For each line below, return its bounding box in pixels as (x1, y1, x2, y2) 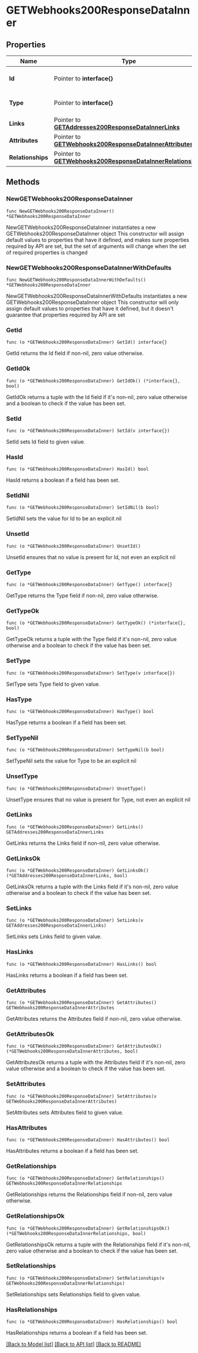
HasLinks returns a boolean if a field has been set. (6, 972, 128, 979)
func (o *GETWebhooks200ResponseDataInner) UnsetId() (6, 543, 141, 549)
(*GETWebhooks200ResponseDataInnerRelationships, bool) (6, 1230, 146, 1237)
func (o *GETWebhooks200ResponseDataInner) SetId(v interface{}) (6, 427, 170, 434)
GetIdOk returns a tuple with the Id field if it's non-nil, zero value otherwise (6, 393, 187, 400)
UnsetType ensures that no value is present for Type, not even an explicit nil (6, 796, 190, 803)
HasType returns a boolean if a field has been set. (6, 718, 127, 726)
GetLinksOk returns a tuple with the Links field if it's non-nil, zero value (6, 883, 179, 890)
